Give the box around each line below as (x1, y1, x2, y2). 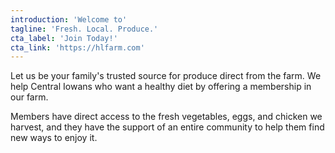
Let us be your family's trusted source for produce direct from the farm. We (10, 70, 322, 82)
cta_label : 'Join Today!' (10, 33, 118, 43)
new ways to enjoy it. (10, 132, 98, 144)
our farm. (10, 91, 49, 103)
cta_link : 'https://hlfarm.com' (10, 42, 145, 53)
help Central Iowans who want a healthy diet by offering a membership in (10, 81, 312, 93)
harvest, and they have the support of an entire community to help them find (10, 121, 325, 133)
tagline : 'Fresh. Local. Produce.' (10, 24, 159, 34)
